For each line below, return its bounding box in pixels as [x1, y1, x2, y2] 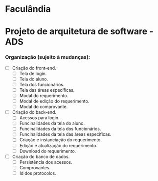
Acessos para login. [19, 115, 60, 121]
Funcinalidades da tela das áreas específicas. [19, 131, 112, 137]
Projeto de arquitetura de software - [5, 26, 154, 37]
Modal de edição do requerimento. [19, 98, 90, 104]
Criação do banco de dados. [12, 154, 70, 159]
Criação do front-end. [12, 65, 56, 71]
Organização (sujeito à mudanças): [5, 54, 90, 61]
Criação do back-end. [12, 109, 56, 115]
